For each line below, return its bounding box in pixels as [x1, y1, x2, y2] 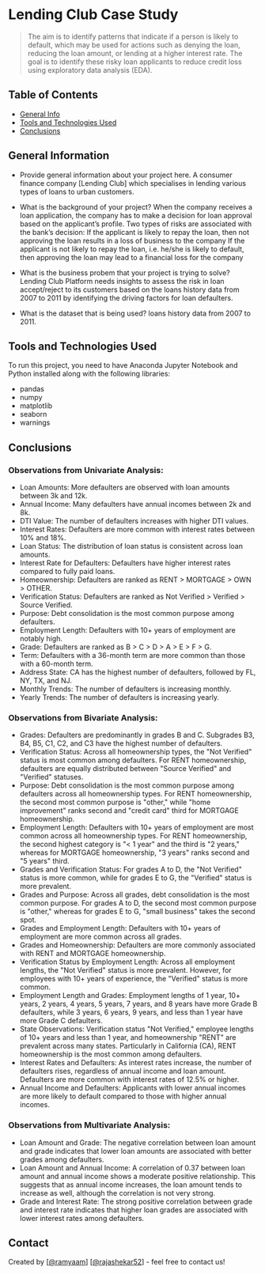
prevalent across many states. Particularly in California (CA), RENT [19, 1042, 237, 1051]
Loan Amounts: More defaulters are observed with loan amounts [19, 482, 230, 492]
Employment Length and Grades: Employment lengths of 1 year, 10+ [19, 991, 241, 1000]
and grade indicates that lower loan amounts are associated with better [19, 1146, 252, 1155]
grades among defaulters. [19, 1155, 104, 1164]
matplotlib [19, 401, 53, 410]
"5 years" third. [19, 856, 70, 866]
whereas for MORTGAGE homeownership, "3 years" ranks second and [19, 848, 250, 857]
